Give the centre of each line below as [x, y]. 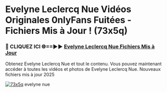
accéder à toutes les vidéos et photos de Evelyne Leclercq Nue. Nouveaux [83, 69]
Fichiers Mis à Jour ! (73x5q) [67, 31]
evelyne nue [37, 84]
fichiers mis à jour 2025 [30, 75]
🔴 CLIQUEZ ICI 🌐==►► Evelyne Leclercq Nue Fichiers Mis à [80, 47]
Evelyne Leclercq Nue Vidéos [68, 9]
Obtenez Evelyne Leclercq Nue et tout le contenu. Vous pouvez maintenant [83, 64]
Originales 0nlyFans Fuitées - [68, 20]
